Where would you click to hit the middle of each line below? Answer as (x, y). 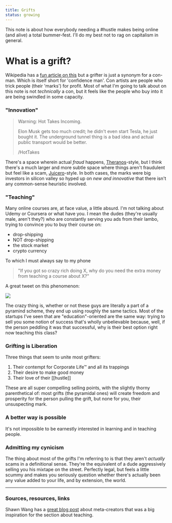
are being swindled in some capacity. (45, 97)
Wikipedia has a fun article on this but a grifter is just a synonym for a (79, 75)
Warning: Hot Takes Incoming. (50, 121)
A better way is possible (36, 417)
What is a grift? (38, 61)
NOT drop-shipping (33, 240)
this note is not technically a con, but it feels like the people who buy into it (84, 91)
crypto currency (30, 251)
